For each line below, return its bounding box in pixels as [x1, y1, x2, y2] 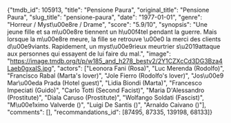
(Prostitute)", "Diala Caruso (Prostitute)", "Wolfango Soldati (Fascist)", [7, 93, 205, 102]
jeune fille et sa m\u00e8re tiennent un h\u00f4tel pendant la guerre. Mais [7, 27, 217, 36]
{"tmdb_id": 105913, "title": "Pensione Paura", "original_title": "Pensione [7, 6, 210, 14]
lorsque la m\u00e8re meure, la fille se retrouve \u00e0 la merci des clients [7, 35, 221, 43]
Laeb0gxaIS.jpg [7, 65, 52, 72]
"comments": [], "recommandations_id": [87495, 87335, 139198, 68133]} [7, 108, 212, 116]
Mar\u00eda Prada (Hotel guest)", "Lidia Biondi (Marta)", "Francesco [7, 79, 202, 87]
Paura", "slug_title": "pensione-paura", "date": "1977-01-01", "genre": [7, 13, 202, 21]
